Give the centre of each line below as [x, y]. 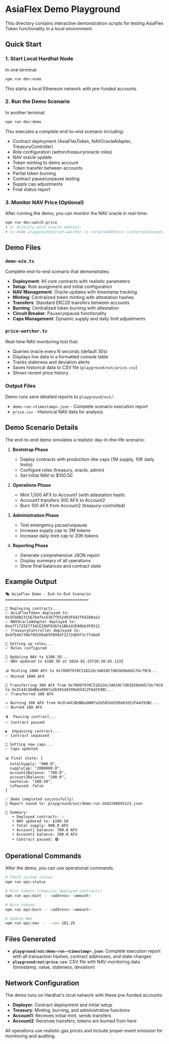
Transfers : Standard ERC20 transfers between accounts [71, 303]
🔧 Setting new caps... [29, 744]
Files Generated [31, 939]
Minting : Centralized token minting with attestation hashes [73, 297]
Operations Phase [32, 485]
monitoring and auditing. [31, 1036]
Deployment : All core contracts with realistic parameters [71, 281]
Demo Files [23, 247]
